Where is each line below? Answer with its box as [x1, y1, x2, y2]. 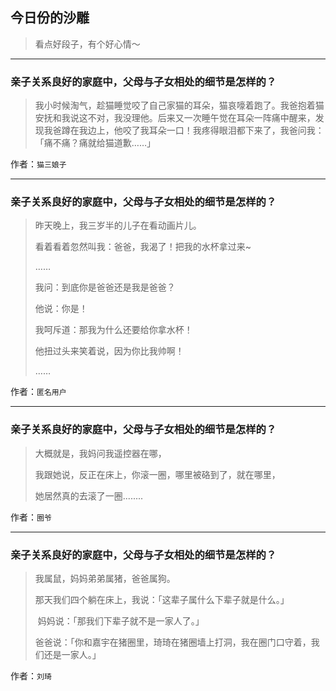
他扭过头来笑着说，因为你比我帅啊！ [34, 345, 185, 357]
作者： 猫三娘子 [10, 158, 67, 170]
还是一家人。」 [43, 649, 102, 660]
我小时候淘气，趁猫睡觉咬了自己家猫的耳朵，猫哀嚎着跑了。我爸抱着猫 [34, 99, 325, 112]
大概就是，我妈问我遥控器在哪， [34, 447, 167, 459]
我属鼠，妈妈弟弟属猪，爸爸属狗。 [34, 573, 176, 584]
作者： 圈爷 [10, 511, 52, 523]
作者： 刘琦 [10, 670, 52, 682]
